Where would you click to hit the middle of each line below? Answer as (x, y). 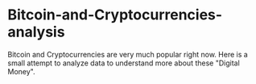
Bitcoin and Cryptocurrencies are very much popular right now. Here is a (128, 54)
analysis (36, 32)
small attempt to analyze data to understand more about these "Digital (124, 63)
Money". (21, 71)
